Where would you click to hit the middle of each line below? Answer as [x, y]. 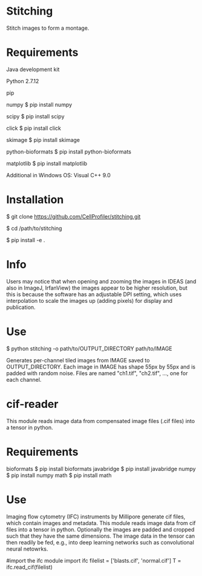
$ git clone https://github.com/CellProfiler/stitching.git [73, 216]
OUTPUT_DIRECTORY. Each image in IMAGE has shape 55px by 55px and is [101, 367]
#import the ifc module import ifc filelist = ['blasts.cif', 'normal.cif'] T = [94, 560]
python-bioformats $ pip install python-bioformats [69, 151]
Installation [35, 200]
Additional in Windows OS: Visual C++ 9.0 [58, 175]
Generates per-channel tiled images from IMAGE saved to [78, 360]
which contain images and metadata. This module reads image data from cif [101, 523]
